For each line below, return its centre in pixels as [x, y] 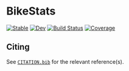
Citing [18, 47]
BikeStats [31, 11]
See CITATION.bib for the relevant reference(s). [65, 61]
